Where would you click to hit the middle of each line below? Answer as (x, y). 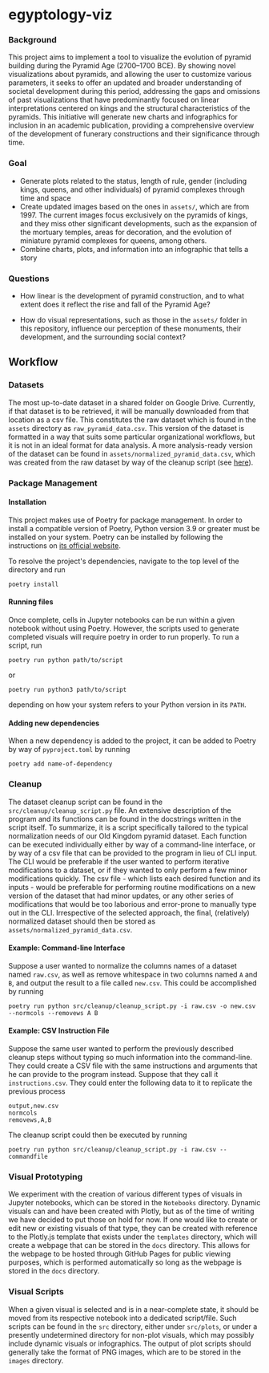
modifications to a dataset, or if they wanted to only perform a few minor (128, 870)
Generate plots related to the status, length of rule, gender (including (133, 181)
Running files (31, 602)
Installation (27, 502)
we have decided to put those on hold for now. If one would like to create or (133, 1220)
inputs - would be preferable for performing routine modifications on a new (132, 887)
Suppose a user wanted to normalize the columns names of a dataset (123, 965)
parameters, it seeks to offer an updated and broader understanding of (125, 83)
